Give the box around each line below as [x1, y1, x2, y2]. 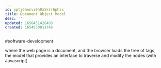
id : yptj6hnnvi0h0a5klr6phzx [5, 7, 64, 12]
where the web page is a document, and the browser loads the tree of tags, [5, 48, 156, 54]
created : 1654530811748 [5, 25, 53, 30]
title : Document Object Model [5, 12, 66, 16]
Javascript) [5, 58, 28, 64]
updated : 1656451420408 [5, 20, 53, 26]
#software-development [5, 38, 53, 44]
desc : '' [5, 16, 23, 21]
